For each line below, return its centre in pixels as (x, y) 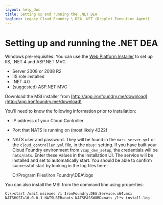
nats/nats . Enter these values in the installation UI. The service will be (82, 155)
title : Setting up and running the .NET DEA (51, 14)
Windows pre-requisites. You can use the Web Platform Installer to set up (79, 56)
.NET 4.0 (21, 82)
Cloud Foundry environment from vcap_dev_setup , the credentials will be (85, 150)
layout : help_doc (23, 10)
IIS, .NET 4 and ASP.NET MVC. (36, 62)
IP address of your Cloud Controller (48, 121)
